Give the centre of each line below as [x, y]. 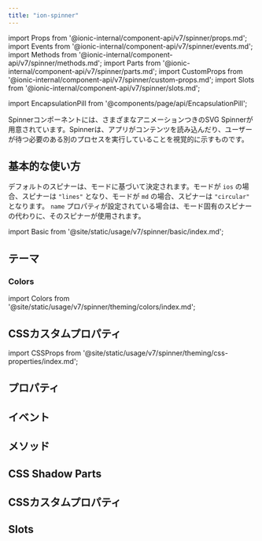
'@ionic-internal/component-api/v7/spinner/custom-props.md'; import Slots [131, 79]
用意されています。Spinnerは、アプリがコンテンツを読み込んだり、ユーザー [131, 129]
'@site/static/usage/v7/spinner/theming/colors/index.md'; [102, 307]
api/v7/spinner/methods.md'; [55, 63]
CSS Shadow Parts [55, 474]
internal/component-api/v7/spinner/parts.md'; [83, 71]
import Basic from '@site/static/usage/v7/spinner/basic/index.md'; [116, 232]
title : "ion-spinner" [44, 15]
